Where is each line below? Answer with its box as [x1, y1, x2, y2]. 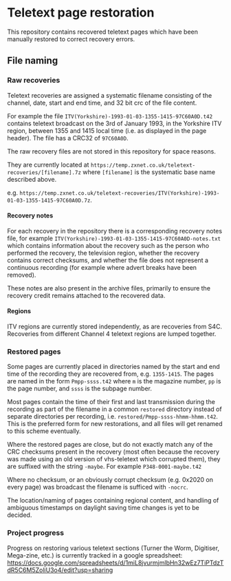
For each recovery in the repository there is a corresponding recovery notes [7, 226, 222, 235]
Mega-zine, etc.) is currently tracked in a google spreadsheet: [7, 551, 183, 559]
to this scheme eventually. [7, 427, 81, 435]
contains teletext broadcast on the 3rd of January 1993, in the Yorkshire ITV [7, 119, 222, 127]
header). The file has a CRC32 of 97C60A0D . [7, 134, 129, 142]
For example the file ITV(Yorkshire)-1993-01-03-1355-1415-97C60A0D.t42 [7, 112, 213, 120]
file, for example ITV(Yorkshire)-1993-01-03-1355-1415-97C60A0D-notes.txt [7, 234, 221, 242]
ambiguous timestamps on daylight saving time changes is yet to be [7, 504, 199, 512]
